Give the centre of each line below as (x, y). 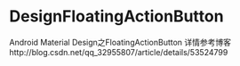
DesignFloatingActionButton (116, 16)
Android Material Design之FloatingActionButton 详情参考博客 (120, 42)
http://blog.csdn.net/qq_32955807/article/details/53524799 (119, 52)
